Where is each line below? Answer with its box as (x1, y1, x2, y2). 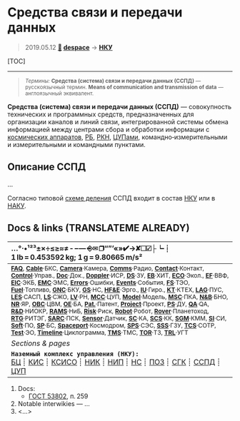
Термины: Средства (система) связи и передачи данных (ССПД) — (24, 77, 201, 84)
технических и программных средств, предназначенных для (7, 110, 194, 118)
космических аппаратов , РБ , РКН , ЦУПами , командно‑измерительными (7, 133, 228, 141)
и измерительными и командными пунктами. (7, 140, 146, 148)
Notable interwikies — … (17, 399, 91, 407)
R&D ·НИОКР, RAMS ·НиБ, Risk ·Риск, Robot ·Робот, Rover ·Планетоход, (11, 307, 209, 315)
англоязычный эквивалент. (24, 90, 94, 97)
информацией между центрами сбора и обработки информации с (7, 125, 210, 133)
